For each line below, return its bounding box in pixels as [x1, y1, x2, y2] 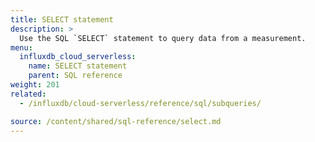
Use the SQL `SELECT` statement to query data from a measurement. [19, 33, 307, 43]
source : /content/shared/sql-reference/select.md [10, 116, 222, 126]
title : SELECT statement [10, 14, 114, 25]
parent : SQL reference [28, 71, 123, 81]
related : [10, 89, 47, 99]
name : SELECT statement [28, 61, 128, 71]
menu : [10, 42, 33, 53]
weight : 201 [10, 80, 60, 90]
